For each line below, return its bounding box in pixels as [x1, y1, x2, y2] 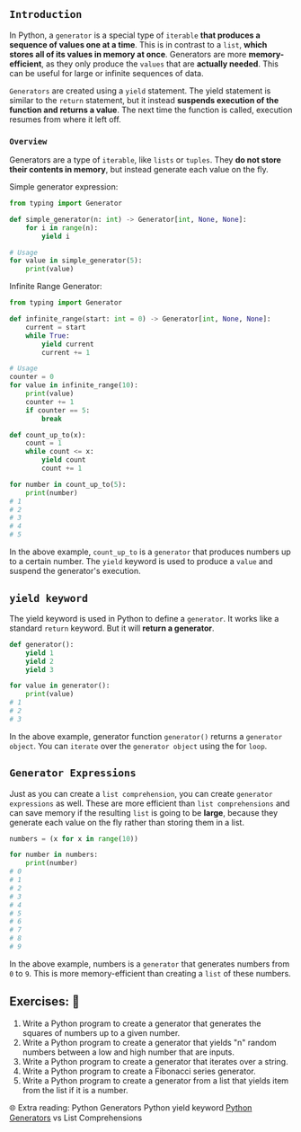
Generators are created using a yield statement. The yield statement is [9, 85, 271, 96]
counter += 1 [25, 397, 75, 406]
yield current [41, 340, 94, 349]
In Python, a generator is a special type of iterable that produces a [9, 30, 261, 40]
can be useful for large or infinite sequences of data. [9, 67, 204, 78]
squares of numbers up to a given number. [22, 1027, 181, 1038]
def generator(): [9, 640, 75, 649]
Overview [9, 136, 48, 146]
